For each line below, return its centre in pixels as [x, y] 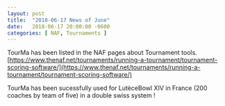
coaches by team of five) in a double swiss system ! [81, 96]
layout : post [26, 14]
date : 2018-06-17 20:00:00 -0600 [59, 26]
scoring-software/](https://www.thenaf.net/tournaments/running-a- [104, 67]
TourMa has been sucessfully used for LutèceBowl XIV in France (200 [107, 88]
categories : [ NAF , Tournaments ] [57, 33]
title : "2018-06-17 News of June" [59, 20]
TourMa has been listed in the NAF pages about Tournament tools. [102, 53]
